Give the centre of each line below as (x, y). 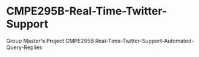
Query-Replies (24, 47)
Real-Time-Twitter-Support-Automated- (145, 41)
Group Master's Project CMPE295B (50, 41)
